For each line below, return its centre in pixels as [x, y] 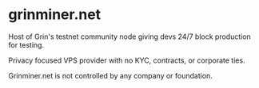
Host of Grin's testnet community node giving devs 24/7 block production [130, 36]
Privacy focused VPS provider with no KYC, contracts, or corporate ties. [127, 60]
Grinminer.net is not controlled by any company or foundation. [111, 75]
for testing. [26, 44]
